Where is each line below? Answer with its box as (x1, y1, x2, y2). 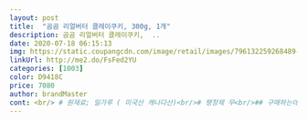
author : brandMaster (9, 89, 89, 98)
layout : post (9, 13, 59, 23)
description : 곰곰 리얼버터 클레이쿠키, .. (9, 30, 161, 39)
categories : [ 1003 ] (9, 65, 84, 74)
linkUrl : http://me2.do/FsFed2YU (9, 55, 137, 65)
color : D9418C (9, 73, 64, 82)
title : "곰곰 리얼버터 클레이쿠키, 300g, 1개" (9, 22, 171, 31)
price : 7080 (9, 81, 55, 90)
